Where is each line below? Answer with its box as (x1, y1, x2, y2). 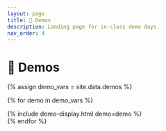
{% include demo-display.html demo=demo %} (7, 109, 142, 118)
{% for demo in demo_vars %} (7, 96, 94, 105)
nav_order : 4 (7, 29, 45, 37)
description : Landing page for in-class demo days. (7, 23, 160, 30)
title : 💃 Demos (7, 17, 51, 24)
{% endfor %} (7, 117, 47, 125)
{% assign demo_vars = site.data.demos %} (7, 83, 133, 91)
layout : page (7, 10, 45, 17)
